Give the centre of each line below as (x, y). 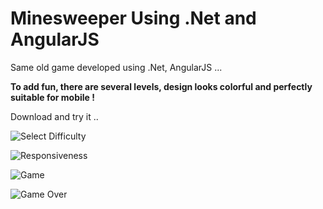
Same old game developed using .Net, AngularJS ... (116, 67)
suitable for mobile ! (52, 97)
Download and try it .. (54, 116)
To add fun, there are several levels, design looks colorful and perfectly (161, 86)
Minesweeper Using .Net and (133, 18)
